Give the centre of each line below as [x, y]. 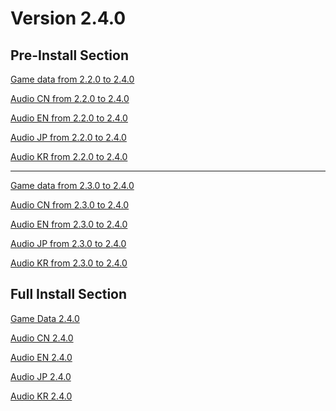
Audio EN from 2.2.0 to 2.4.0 [69, 118]
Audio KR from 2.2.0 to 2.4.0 [69, 156]
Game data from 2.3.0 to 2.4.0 [72, 185]
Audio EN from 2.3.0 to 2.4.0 [69, 224]
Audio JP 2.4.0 [41, 376]
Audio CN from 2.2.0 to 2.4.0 [70, 98]
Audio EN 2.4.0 [41, 357]
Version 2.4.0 [68, 18]
